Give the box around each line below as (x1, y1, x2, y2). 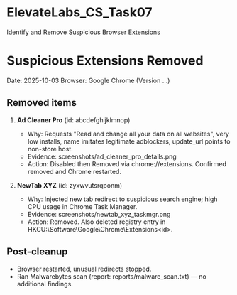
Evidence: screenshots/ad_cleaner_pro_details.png (27, 152, 177, 161)
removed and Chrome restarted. (27, 167, 122, 176)
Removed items (6, 97, 77, 109)
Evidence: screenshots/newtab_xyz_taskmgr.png (27, 210, 171, 218)
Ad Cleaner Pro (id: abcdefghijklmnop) (16, 115, 131, 124)
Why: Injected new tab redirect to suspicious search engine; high (27, 195, 218, 203)
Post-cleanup (6, 246, 68, 258)
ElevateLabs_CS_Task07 (6, 4, 153, 21)
